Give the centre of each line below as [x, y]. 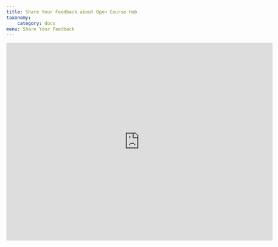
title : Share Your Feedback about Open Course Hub [72, 12]
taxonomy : [19, 18]
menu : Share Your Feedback [40, 29]
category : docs [36, 23]
